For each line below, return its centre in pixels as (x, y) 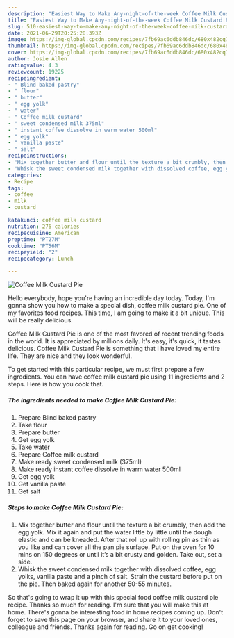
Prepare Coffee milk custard (58, 454)
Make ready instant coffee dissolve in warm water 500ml (99, 469)
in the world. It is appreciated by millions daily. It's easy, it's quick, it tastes (114, 341)
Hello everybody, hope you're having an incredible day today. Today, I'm (111, 298)
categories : (25, 175)
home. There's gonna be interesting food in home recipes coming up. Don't (116, 612)
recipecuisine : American (44, 233)
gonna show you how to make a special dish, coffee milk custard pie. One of (117, 305)
